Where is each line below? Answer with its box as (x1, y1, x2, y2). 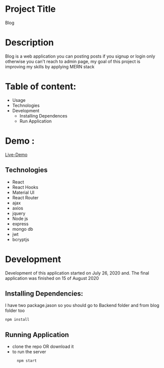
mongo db (12, 226, 33, 232)
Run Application (19, 118, 52, 124)
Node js (12, 215, 28, 221)
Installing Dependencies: (5, 289, 83, 298)
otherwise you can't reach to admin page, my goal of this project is (5, 58, 141, 64)
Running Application (5, 331, 69, 339)
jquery (12, 210, 26, 216)
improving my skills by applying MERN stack (5, 63, 95, 69)
